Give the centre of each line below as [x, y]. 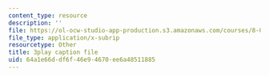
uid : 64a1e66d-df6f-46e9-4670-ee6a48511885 [82, 60]
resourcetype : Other [43, 45]
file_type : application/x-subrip [64, 38]
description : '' [35, 23]
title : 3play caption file [53, 52]
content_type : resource [48, 15]
